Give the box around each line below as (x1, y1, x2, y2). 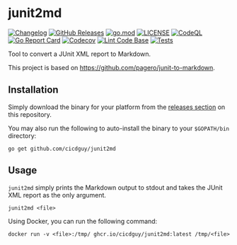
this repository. (8, 110, 52, 118)
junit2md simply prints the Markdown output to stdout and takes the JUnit (8, 183, 223, 192)
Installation (8, 84, 59, 96)
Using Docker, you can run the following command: (8, 217, 158, 225)
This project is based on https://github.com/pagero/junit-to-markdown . (8, 63, 215, 72)
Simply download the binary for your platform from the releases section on (8, 103, 226, 111)
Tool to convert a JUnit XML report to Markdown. (8, 50, 151, 58)
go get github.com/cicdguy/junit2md (8, 145, 116, 152)
